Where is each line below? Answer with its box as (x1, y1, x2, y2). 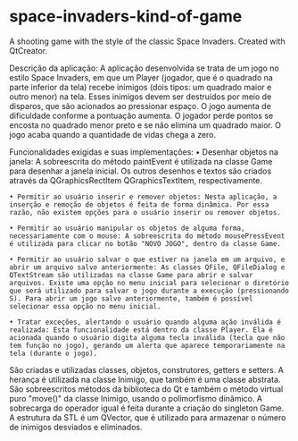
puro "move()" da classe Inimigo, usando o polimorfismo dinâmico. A (9, 393, 263, 403)
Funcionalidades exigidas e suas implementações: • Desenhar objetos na (9, 146, 279, 157)
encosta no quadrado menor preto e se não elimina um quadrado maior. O (9, 119, 281, 131)
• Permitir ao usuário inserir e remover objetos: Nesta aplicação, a (9, 192, 277, 201)
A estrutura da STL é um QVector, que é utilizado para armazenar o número (9, 411, 286, 422)
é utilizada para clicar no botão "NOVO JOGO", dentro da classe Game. (9, 239, 281, 248)
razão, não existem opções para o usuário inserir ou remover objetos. (9, 208, 281, 216)
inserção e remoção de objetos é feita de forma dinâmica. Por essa (9, 199, 269, 209)
